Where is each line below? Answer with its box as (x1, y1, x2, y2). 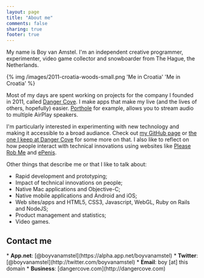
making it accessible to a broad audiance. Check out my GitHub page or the (6, 130, 197, 137)
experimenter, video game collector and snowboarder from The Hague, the (6, 55, 195, 62)
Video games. (15, 218, 51, 225)
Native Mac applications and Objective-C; (15, 186, 121, 193)
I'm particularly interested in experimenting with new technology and (6, 123, 180, 130)
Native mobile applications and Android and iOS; (15, 192, 137, 199)
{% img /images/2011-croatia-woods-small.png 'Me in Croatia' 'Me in (6, 73, 181, 81)
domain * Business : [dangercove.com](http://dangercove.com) (6, 265, 166, 272)
